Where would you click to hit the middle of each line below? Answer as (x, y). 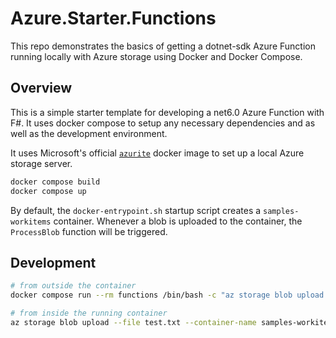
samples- (281, 211)
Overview (41, 88)
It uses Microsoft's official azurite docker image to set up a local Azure (157, 153)
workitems (31, 222)
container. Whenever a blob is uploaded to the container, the (178, 221)
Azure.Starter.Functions (113, 18)
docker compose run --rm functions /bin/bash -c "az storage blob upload (167, 295)
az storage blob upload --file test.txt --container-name (133, 322)
